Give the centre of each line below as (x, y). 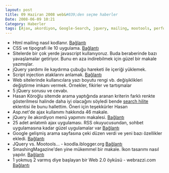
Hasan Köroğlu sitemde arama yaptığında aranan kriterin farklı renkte (84, 96)
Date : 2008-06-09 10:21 (30, 19)
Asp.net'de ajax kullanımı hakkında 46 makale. (61, 112)
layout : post (19, 10)
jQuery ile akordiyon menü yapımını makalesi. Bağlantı (68, 117)
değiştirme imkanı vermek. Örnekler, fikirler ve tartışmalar (72, 85)
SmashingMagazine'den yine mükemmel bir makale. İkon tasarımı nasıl (86, 149)
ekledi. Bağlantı (28, 139)
